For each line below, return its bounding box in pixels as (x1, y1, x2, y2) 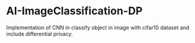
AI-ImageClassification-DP (6, 4, 143, 18)
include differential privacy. (6, 30, 73, 37)
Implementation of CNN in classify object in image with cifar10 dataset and (6, 24, 190, 31)
